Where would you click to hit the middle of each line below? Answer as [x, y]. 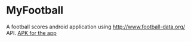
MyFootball [35, 10]
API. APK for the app [31, 33]
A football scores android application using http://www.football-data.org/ [96, 27]
